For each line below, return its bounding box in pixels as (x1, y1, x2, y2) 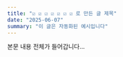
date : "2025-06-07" (7, 16, 64, 23)
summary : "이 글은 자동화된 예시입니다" (7, 23, 108, 30)
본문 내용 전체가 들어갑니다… (7, 43, 85, 51)
